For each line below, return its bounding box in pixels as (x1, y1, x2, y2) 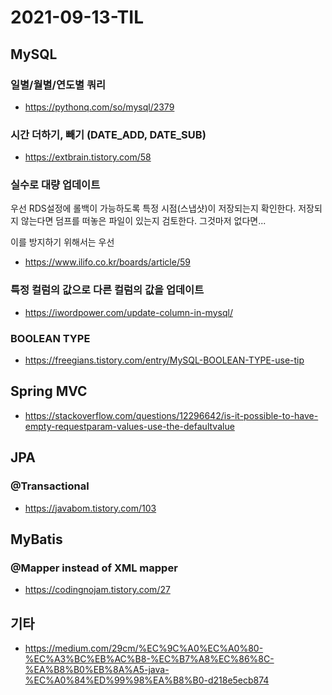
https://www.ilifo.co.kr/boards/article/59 (24, 256, 191, 268)
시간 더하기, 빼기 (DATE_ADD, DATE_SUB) (10, 127, 207, 141)
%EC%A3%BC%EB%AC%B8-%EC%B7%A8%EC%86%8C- (24, 653, 275, 665)
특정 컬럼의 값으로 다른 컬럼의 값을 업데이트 (10, 283, 205, 297)
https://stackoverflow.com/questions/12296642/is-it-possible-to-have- (24, 409, 319, 421)
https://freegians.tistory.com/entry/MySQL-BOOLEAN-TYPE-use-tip (24, 354, 305, 366)
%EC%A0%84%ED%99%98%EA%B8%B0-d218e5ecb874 (24, 674, 270, 686)
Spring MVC (10, 383, 88, 400)
